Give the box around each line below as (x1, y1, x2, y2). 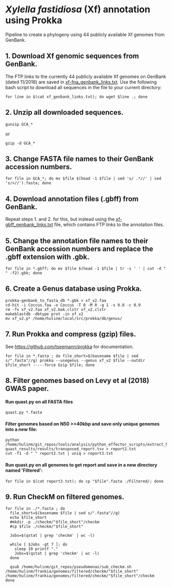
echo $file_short (10, 515, 47, 520)
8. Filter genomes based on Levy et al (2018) (5, 376, 149, 385)
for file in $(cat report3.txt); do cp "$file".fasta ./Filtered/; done (5, 478, 164, 484)
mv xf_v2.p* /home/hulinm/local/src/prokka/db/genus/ (5, 316, 123, 321)
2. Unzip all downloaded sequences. (5, 108, 124, 117)
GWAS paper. (5, 384, 49, 393)
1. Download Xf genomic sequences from (5, 52, 139, 60)
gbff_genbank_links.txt (5, 221, 53, 228)
